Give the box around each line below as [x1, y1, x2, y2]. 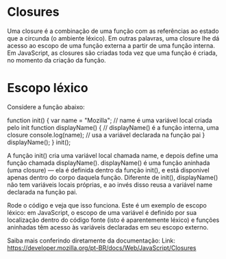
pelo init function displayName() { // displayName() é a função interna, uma [7, 123, 219, 131]
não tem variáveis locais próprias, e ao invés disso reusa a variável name [7, 180, 213, 189]
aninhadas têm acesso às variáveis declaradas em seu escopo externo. [7, 223, 209, 231]
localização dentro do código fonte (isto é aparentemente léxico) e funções [7, 216, 220, 224]
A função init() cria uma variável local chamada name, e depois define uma [7, 151, 218, 159]
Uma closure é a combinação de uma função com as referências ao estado [7, 27, 219, 35]
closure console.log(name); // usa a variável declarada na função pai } [7, 131, 205, 139]
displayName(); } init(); [7, 138, 71, 146]
